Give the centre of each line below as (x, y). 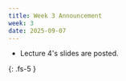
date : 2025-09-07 (37, 30)
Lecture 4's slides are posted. (69, 54)
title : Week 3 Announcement (55, 16)
